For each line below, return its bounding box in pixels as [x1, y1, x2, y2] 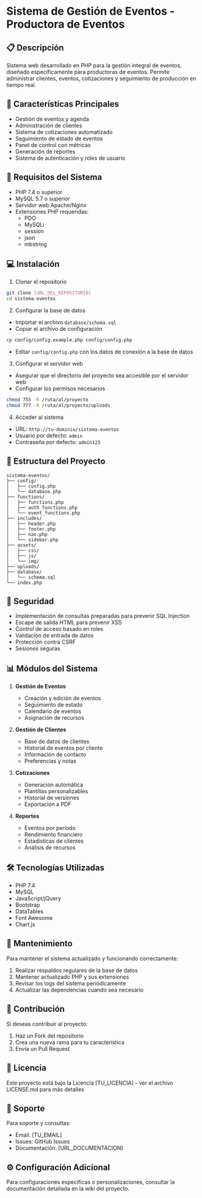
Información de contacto [24, 751, 87, 758]
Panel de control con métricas [15, 141, 91, 148]
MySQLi [24, 220, 45, 228]
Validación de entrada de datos [15, 632, 94, 639]
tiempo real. [6, 81, 37, 88]
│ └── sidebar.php [6, 537, 59, 543]
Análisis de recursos [24, 844, 76, 851]
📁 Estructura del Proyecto [6, 456, 106, 467]
